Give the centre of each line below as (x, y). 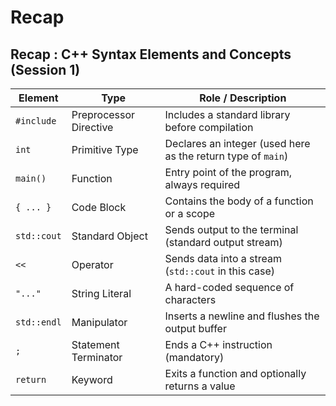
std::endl (38, 322)
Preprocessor (103, 114)
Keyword (92, 379)
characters (190, 299)
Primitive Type (105, 149)
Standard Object (109, 236)
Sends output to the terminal (231, 229)
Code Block (99, 207)
